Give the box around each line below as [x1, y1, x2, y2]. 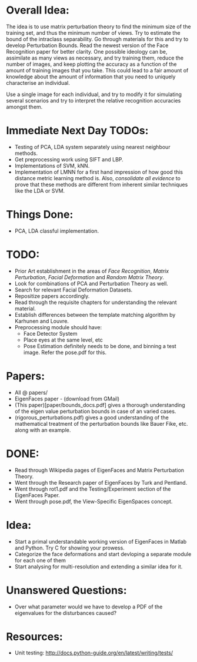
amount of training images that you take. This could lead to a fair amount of [6, 67, 189, 74]
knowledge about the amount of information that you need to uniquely [6, 73, 176, 80]
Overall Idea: [6, 4, 69, 17]
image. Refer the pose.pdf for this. [23, 349, 107, 356]
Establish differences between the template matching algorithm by [14, 311, 176, 318]
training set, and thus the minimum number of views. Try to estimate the [6, 29, 181, 36]
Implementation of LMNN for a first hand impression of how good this [14, 168, 183, 176]
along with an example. [14, 426, 71, 433]
